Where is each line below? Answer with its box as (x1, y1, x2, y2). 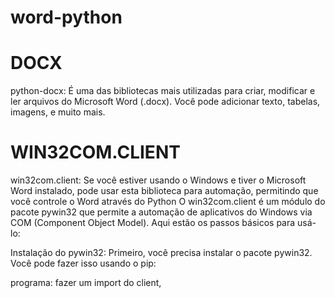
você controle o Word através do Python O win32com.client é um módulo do (10, 196, 326, 208)
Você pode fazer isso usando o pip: (10, 257, 157, 270)
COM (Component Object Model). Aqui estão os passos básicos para (10, 217, 296, 229)
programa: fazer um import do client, (10, 277, 162, 289)
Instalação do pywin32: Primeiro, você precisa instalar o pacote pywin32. (10, 247, 313, 259)
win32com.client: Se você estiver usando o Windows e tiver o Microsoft (10, 174, 307, 186)
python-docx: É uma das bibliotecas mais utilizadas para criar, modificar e (10, 85, 316, 97)
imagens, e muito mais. (10, 106, 106, 118)
